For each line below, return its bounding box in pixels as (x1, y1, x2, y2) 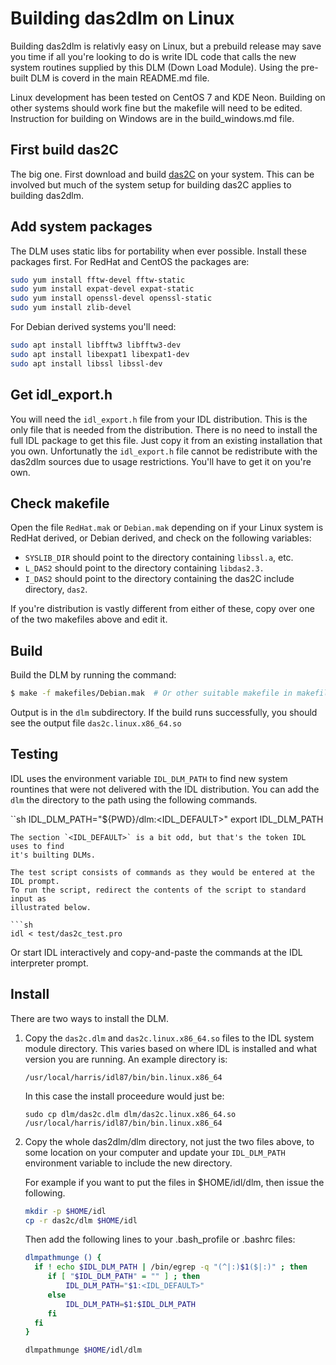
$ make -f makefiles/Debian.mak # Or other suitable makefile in (10, 688, 293, 699)
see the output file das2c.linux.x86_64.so (10, 717, 182, 729)
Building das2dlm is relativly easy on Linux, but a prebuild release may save (10, 40, 322, 52)
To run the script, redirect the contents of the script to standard (10, 885, 307, 895)
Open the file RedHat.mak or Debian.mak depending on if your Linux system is (10, 522, 324, 534)
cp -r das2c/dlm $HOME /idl (24, 1215, 138, 1226)
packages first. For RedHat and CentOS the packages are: (10, 255, 250, 267)
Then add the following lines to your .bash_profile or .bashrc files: (24, 1233, 296, 1246)
